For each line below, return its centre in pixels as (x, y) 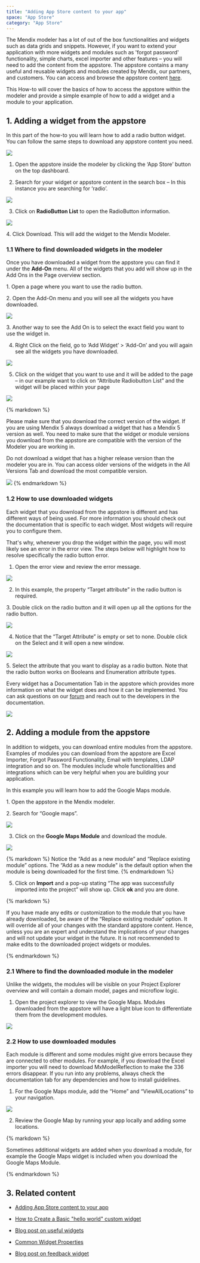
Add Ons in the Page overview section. (54, 275)
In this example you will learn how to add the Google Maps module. (89, 790)
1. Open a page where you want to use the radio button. (75, 287)
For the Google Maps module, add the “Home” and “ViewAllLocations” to (104, 1091)
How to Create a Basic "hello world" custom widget (78, 1219)
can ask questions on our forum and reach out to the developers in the (93, 696)
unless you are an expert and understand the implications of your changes (98, 931)
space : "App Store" (30, 17)
